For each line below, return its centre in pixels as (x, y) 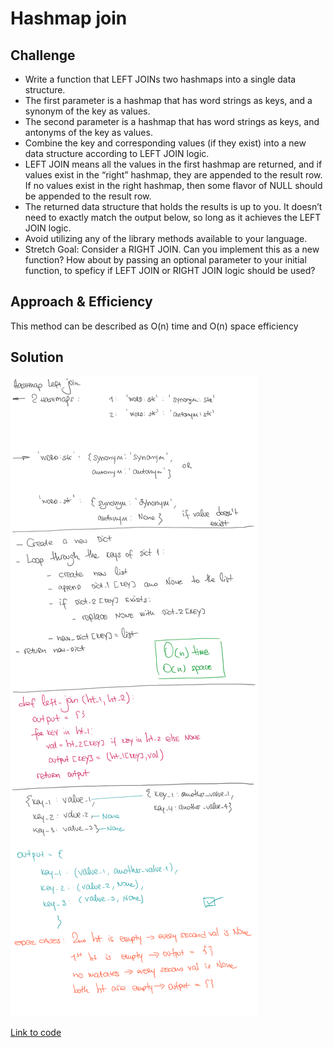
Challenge (43, 55)
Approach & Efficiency (81, 302)
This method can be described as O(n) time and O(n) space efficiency (154, 326)
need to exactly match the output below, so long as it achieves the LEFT (173, 217)
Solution (37, 357)
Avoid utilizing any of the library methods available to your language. (166, 238)
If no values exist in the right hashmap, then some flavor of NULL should (173, 185)
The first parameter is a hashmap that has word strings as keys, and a (168, 100)
